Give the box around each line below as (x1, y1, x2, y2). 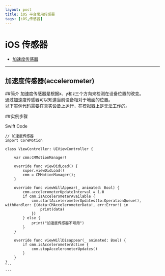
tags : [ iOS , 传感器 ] (5, 16, 43, 21)
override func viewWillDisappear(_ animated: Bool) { (14, 238, 126, 243)
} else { (23, 215, 41, 220)
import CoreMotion (5, 138, 43, 143)
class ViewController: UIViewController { (5, 147, 93, 152)
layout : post (5, 7, 32, 12)
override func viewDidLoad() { (14, 164, 78, 169)
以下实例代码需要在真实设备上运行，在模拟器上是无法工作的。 (5, 103, 130, 109)
